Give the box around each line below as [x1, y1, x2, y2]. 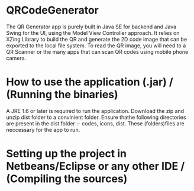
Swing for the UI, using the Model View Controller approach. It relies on [6, 29, 180, 36]
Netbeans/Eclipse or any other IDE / [6, 160, 185, 173]
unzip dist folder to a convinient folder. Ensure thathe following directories [6, 114, 186, 121]
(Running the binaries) [6, 88, 118, 101]
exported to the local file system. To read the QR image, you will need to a [6, 42, 186, 49]
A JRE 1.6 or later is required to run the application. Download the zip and [6, 107, 185, 114]
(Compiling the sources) [6, 172, 128, 186]
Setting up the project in [6, 147, 127, 160]
